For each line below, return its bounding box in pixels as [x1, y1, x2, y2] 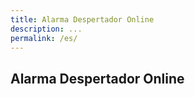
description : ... [10, 24, 83, 34]
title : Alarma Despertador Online [10, 14, 155, 25]
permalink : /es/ [10, 33, 78, 43]
